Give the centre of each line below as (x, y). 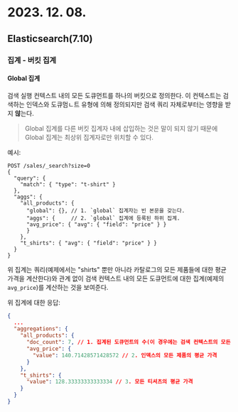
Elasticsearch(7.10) (50, 39)
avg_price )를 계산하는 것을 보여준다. (58, 287)
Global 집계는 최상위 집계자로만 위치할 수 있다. (89, 137)
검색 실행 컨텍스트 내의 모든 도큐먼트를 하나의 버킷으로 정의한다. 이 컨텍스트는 (114, 95)
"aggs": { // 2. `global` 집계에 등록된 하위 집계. (103, 218)
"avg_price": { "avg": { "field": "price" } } (96, 224)
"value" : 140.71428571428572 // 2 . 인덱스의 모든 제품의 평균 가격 (125, 355)
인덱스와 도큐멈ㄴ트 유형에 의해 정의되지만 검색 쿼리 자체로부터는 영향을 (125, 104)
